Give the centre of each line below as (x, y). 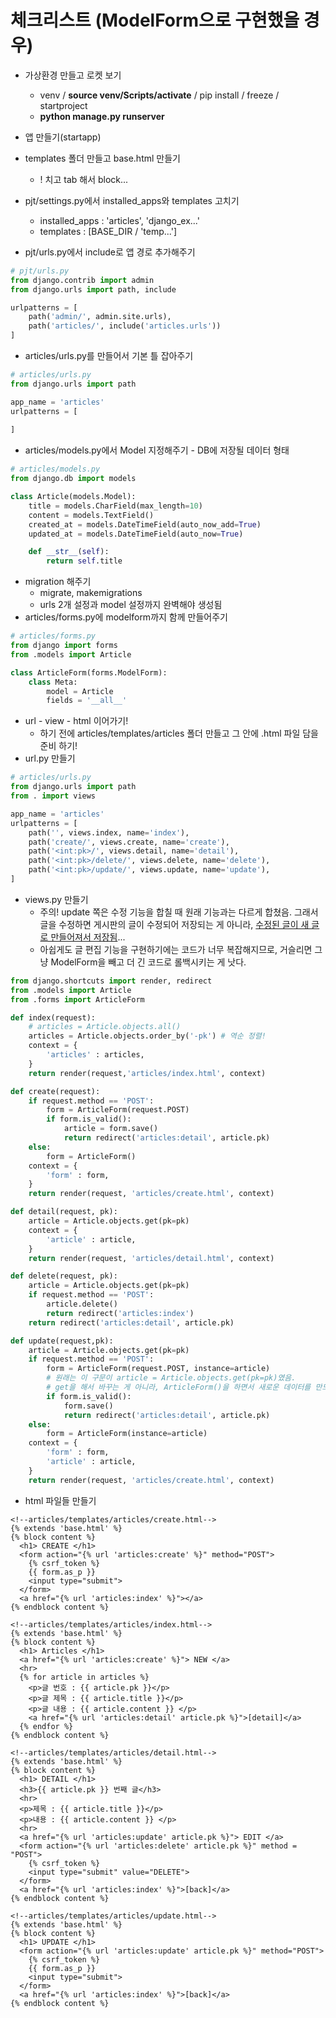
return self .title (84, 561)
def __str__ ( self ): (69, 552)
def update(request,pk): (62, 1341)
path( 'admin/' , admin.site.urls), (100, 317)
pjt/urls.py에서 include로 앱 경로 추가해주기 (110, 252)
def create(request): (55, 1091)
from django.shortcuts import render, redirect (111, 981)
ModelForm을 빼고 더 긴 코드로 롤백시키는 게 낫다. (148, 962)
